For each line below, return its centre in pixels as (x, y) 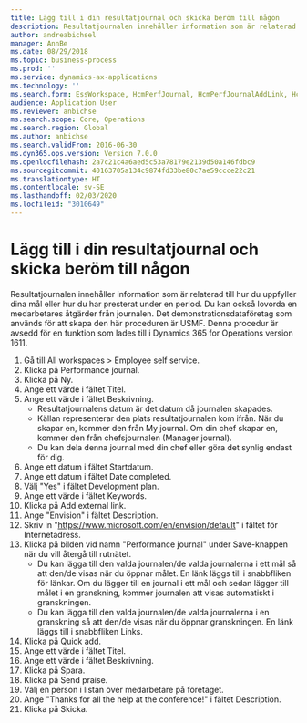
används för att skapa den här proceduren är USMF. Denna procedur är (144, 323)
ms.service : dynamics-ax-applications (84, 77)
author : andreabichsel (53, 35)
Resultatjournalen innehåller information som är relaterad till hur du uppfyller (153, 294)
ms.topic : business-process (64, 60)
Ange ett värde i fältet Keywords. (85, 496)
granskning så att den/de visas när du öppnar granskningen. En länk (165, 622)
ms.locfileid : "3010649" (57, 205)
